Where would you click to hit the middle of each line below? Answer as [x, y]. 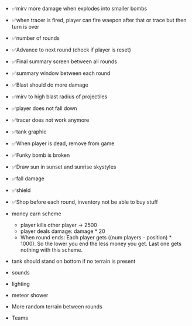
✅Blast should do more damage [50, 85]
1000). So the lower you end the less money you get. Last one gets [101, 243]
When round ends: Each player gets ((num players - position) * [96, 237]
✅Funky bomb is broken [41, 155]
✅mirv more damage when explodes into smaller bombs [79, 8]
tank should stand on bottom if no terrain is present [73, 261]
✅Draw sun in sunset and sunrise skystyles [64, 167]
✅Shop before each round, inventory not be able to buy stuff [85, 202]
